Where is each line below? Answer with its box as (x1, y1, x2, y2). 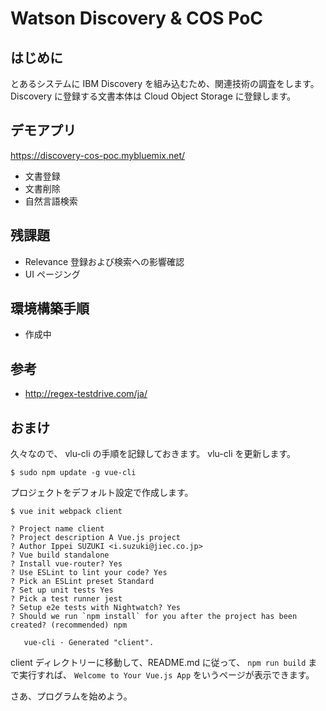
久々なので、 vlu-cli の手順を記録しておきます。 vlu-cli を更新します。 (10, 448, 297, 460)
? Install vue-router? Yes (10, 559, 123, 569)
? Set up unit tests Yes (10, 585, 114, 596)
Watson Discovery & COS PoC (10, 7, 264, 30)
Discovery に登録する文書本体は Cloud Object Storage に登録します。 (10, 90, 297, 102)
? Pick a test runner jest (10, 594, 123, 604)
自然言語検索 (24, 195, 78, 207)
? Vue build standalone (10, 550, 110, 561)
